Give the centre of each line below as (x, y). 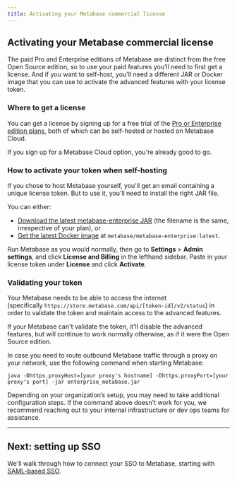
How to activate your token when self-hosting (87, 170)
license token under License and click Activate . (77, 264)
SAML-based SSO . (34, 471)
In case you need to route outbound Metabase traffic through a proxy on (113, 355)
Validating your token (45, 282)
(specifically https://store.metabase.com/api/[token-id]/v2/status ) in (111, 305)
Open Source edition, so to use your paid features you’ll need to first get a (115, 67)
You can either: (29, 207)
